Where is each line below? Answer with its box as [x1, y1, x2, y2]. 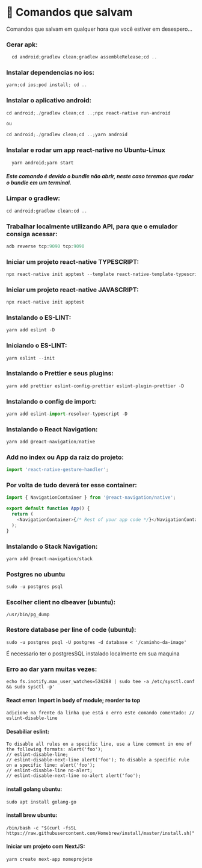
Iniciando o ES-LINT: [6, 342, 67, 350]
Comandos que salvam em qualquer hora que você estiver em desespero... [6, 25, 193, 33]
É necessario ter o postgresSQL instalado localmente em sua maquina [6, 650, 180, 657]
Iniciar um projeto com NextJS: [6, 843, 85, 850]
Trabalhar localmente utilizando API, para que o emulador [6, 222, 178, 231]
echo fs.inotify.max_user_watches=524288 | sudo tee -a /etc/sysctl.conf [6, 678, 195, 684]
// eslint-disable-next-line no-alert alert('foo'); [6, 773, 141, 779]
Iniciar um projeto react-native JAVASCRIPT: [6, 286, 139, 294]
